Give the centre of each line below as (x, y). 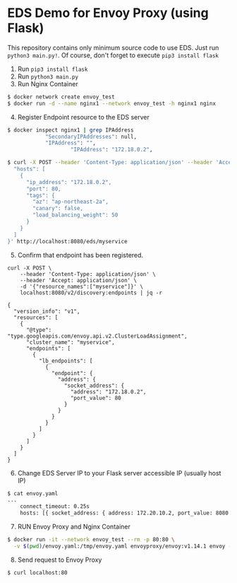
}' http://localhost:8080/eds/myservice (68, 241)
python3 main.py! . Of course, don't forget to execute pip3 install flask (113, 55)
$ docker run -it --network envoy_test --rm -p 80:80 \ (91, 540)
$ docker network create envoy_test (61, 97)
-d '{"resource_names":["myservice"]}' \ (81, 287)
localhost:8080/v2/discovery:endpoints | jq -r (91, 293)
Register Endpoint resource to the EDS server (83, 117)
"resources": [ (36, 317)
